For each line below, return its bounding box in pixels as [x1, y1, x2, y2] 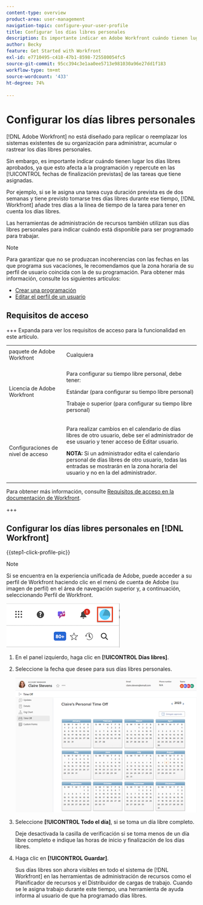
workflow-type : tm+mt [6, 67, 61, 73]
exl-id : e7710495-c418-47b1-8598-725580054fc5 [6, 54, 126, 60]
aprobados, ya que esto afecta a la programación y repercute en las [6, 164, 175, 172]
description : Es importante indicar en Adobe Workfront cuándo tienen [6, 35, 188, 42]
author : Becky [6, 42, 42, 48]
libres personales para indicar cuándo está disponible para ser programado [6, 226, 194, 233]
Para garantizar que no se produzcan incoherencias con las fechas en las [6, 256, 189, 263]
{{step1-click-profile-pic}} [6, 549, 71, 556]
